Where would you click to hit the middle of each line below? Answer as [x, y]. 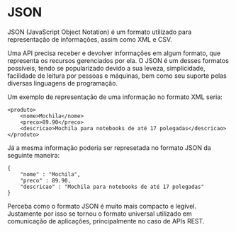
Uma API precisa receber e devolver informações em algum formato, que [114, 53]
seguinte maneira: [34, 155]
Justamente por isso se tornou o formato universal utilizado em [100, 214]
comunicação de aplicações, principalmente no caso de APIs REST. [106, 221]
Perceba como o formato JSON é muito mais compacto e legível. [102, 206]
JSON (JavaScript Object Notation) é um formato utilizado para [100, 32]
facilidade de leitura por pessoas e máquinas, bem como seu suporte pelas [117, 76]
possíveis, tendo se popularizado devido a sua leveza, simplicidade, [106, 68]
